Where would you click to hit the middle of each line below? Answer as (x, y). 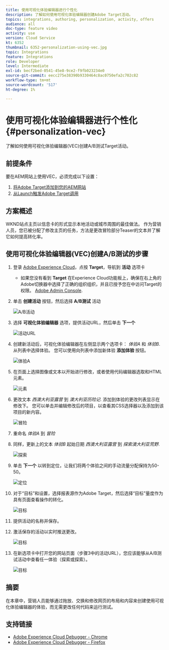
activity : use (21, 33)
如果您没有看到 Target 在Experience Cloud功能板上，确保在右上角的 (91, 278)
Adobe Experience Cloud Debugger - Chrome (60, 637)
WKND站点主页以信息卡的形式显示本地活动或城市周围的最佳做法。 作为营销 (83, 224)
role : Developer (23, 61)
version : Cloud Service (31, 38)
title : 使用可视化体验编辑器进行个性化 (42, 10)
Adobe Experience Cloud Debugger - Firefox (59, 642)
